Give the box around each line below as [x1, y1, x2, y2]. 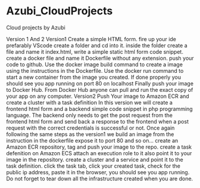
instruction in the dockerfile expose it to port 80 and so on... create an [6, 137, 179, 144]
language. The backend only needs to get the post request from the [6, 112, 173, 119]
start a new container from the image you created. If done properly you [6, 73, 181, 81]
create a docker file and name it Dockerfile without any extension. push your [6, 54, 194, 61]
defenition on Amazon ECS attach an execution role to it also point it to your [6, 149, 192, 156]
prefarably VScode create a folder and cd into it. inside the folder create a [6, 42, 188, 49]
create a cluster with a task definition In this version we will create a [6, 98, 173, 106]
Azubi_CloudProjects [6, 4, 113, 18]
